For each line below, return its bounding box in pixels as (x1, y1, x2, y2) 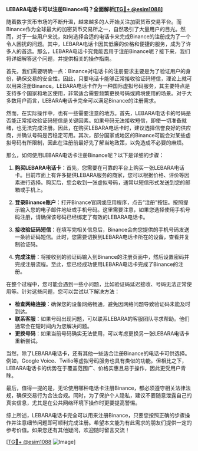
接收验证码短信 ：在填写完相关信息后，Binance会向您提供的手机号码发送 (14, 226, 190, 233)
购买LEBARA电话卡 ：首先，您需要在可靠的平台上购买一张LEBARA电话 (14, 164, 184, 171)
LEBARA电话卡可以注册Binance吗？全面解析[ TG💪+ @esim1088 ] (6, 6, 163, 12)
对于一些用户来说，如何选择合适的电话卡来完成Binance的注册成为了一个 (16, 33, 192, 40)
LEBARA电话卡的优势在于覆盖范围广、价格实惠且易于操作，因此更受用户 (6, 365, 181, 371)
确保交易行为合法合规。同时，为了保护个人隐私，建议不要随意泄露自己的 (16, 392, 192, 399)
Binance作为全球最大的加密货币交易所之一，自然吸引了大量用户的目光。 (6, 26, 181, 32)
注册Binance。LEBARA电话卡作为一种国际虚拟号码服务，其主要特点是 (21, 83, 190, 89)
